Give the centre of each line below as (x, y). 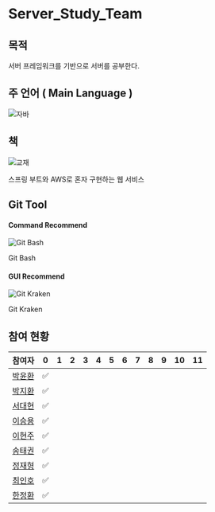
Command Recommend (48, 225)
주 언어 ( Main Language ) (71, 94)
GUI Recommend (36, 276)
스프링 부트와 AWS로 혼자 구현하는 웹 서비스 (77, 179)
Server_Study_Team (75, 14)
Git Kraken (25, 309)
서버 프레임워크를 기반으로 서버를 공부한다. (74, 66)
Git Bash (22, 258)
